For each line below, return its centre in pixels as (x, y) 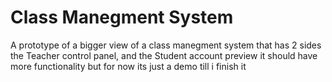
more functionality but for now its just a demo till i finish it (128, 66)
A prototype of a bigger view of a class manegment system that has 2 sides (166, 45)
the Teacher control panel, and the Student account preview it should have (164, 55)
